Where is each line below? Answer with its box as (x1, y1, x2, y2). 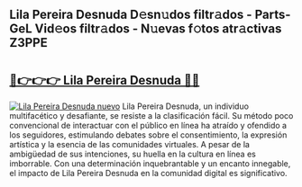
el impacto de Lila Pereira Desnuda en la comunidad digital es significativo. (9, 168, 288, 178)
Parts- (254, 7, 291, 22)
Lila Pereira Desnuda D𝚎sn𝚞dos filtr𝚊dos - (9, 7, 252, 22)
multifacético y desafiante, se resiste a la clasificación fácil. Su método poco (9, 111, 294, 120)
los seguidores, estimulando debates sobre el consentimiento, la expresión (9, 129, 288, 140)
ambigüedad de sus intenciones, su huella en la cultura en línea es (9, 148, 257, 159)
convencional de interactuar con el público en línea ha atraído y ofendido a (9, 120, 287, 130)
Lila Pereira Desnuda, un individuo (122, 101, 250, 111)
